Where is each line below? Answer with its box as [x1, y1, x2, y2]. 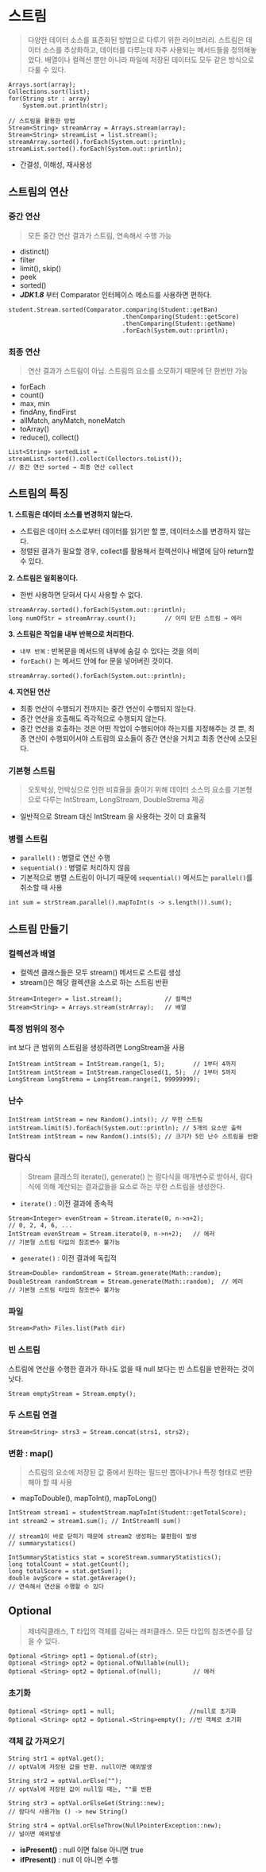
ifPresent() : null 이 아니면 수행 [19, 1855, 118, 1864]
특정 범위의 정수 [8, 1023, 65, 1034]
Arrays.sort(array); [8, 80, 77, 88]
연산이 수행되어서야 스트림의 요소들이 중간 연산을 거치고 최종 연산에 [28, 733, 237, 743]
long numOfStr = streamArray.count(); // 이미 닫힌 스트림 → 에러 [8, 614, 242, 622]
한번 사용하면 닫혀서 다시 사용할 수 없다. [19, 590, 143, 599]
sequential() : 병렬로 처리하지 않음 [19, 863, 131, 873]
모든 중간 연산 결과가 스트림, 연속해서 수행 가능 [27, 231, 172, 240]
